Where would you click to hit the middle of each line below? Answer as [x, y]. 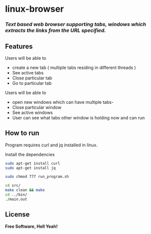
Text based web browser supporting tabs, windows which [75, 24]
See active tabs [28, 72]
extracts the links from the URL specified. [56, 30]
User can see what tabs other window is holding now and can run [78, 117]
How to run [22, 133]
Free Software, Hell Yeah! [31, 226]
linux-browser [35, 9]
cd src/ [13, 186]
